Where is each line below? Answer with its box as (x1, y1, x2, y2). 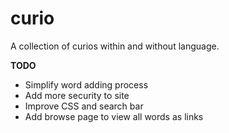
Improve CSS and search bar (24, 100, 144, 112)
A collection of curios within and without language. (10, 40, 220, 52)
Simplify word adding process (24, 78, 149, 91)
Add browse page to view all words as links (24, 110, 204, 122)
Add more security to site (24, 89, 130, 101)
